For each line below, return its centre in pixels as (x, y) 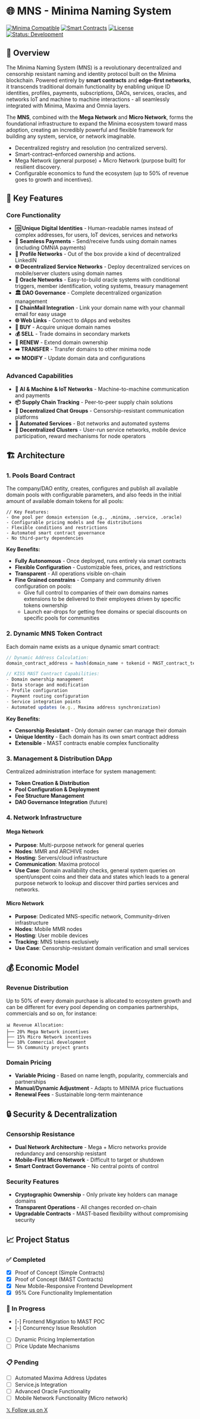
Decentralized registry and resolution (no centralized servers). (91, 148)
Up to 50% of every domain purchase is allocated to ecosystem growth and (99, 1000)
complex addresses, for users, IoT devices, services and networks (96, 235)
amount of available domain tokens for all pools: (65, 501)
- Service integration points (44, 701)
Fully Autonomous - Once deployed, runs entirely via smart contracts (100, 561)
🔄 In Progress (26, 1308)
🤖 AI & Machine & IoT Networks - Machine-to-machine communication (102, 389)
